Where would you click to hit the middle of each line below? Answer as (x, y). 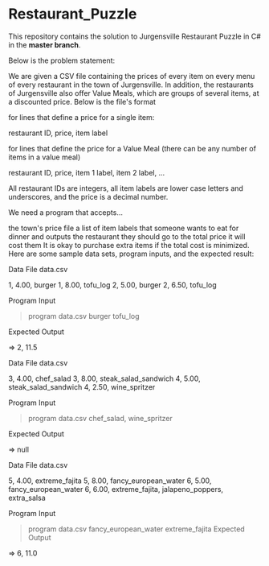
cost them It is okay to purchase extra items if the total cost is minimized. (129, 245)
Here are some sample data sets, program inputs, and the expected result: (131, 254)
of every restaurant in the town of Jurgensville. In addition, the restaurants (131, 85)
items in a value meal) (45, 157)
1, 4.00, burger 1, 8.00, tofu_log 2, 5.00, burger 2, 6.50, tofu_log (112, 285)
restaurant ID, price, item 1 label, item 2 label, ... (87, 172)
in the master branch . (45, 44)
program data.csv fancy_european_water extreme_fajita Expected (136, 529)
